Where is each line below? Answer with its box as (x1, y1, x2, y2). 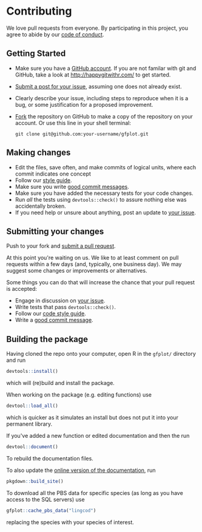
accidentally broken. (15, 202, 67, 210)
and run (6, 356, 26, 364)
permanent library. (6, 420, 53, 428)
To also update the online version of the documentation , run (6, 466, 156, 474)
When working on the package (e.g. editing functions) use (6, 391, 152, 398)
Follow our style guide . (15, 176, 72, 183)
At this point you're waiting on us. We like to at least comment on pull (6, 254, 179, 262)
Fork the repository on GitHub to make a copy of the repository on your (15, 112, 193, 120)
